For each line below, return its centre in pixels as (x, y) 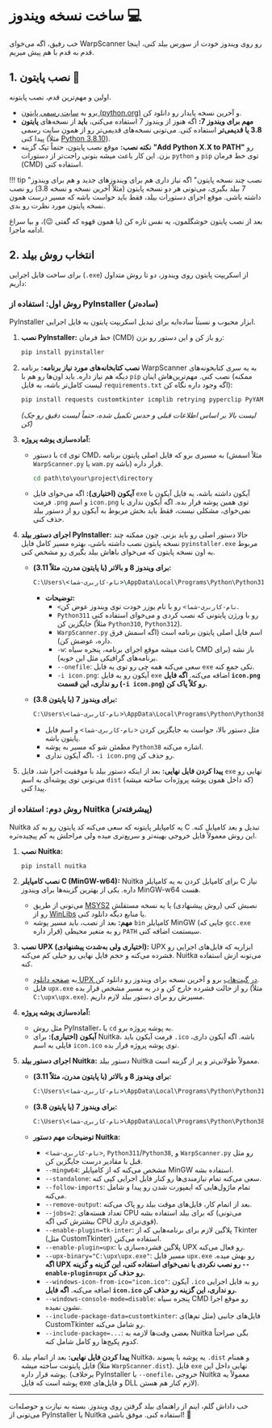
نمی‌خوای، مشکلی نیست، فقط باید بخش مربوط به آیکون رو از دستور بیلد (142, 510)
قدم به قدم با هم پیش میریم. (52, 52)
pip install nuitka (54, 866)
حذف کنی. (48, 519)
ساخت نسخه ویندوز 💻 (75, 16)
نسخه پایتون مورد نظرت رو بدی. (57, 205)
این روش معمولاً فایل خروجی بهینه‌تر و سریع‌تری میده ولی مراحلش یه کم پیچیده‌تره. (133, 835)
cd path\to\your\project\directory (92, 478)
